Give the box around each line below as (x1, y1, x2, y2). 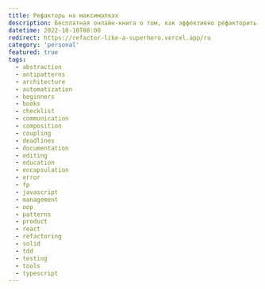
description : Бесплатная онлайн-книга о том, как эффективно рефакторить (8, 19, 258, 27)
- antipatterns (15, 70, 66, 78)
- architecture (15, 78, 66, 86)
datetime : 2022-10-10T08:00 (8, 26, 102, 34)
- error (15, 173, 41, 182)
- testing (15, 254, 48, 262)
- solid (15, 240, 41, 248)
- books (15, 100, 41, 108)
